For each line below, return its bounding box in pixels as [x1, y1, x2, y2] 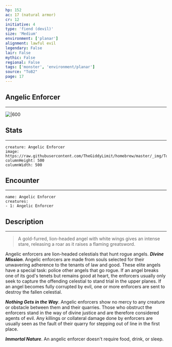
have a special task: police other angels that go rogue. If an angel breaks [5, 267, 159, 273]
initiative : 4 [5, 21, 36, 27]
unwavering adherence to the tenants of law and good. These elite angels [5, 262, 161, 268]
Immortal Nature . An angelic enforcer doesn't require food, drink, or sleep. [5, 336, 164, 342]
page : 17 [5, 74, 24, 79]
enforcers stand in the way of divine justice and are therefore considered [5, 310, 159, 316]
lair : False [5, 50, 31, 55]
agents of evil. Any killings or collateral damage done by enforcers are [5, 315, 153, 321]
